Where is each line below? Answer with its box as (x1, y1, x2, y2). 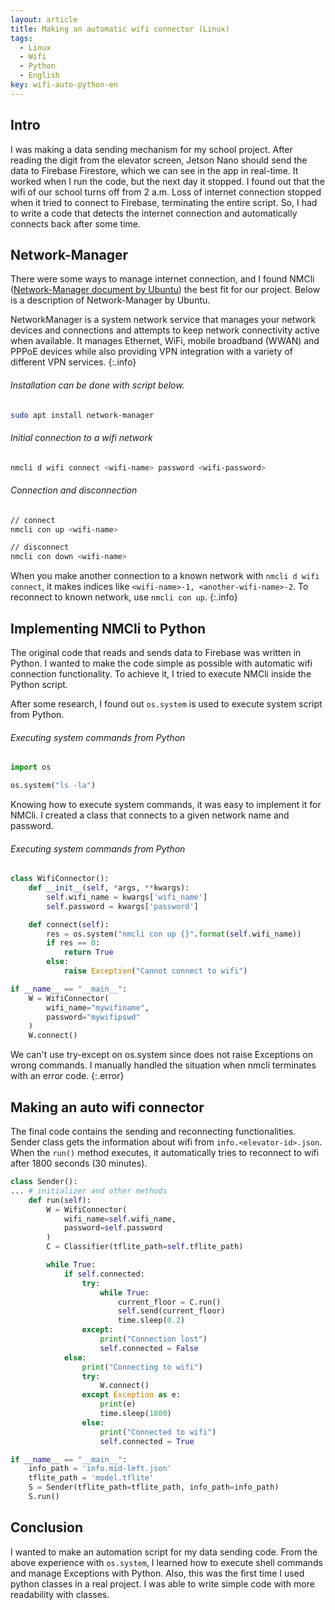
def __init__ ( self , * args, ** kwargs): (28, 883, 190, 893)
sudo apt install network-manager (10, 410, 155, 420)
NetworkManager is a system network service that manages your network (10, 314, 317, 326)
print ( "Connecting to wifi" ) (81, 1362, 203, 1372)
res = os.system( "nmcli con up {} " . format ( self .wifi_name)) (46, 929, 302, 939)
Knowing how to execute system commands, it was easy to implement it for (10, 799, 322, 810)
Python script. (10, 679, 68, 691)
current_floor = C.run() (117, 1297, 222, 1307)
